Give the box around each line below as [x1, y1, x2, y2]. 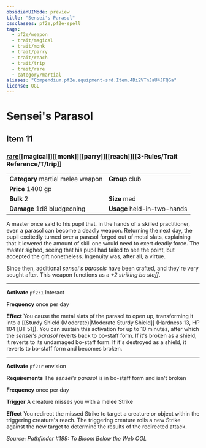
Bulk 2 [9, 194, 29, 203]
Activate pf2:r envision [6, 362, 66, 370]
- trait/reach [12, 54, 48, 61]
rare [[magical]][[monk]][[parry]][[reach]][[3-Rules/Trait [6, 152, 178, 160]
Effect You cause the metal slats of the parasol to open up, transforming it [6, 312, 194, 319]
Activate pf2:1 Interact [6, 288, 65, 296]
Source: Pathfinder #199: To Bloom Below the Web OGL [6, 435, 147, 442]
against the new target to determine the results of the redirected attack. [6, 423, 187, 430]
